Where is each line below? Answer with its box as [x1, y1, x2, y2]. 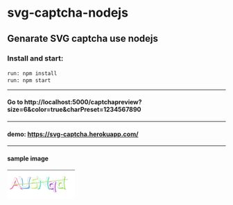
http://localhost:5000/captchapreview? [24, 98, 142, 106]
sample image [7, 154, 49, 163]
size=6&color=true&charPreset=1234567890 [7, 106, 141, 114]
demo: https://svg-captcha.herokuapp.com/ [7, 130, 139, 138]
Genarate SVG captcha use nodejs [7, 33, 158, 44]
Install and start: [7, 54, 64, 63]
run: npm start [7, 76, 51, 84]
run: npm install [7, 69, 58, 77]
